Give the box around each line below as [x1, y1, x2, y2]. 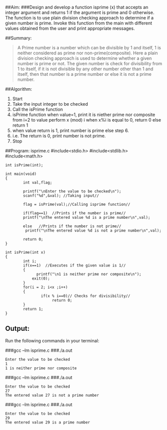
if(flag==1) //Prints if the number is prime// [23, 211, 126, 216]
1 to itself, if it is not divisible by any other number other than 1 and [17, 66, 154, 72]
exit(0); [31, 276, 50, 281]
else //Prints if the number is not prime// [23, 224, 122, 229]
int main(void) [5, 171, 37, 176]
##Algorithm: [5, 86, 32, 92]
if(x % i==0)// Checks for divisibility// [40, 293, 131, 298]
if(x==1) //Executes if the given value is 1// [23, 263, 126, 268]
